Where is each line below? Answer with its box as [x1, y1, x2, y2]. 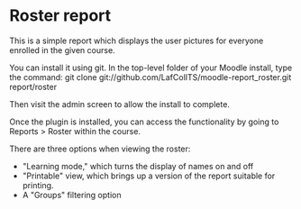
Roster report [9, 5, 112, 26]
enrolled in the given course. [9, 44, 115, 55]
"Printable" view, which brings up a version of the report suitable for [22, 170, 276, 181]
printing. [22, 179, 54, 190]
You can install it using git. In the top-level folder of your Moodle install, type [9, 62, 293, 73]
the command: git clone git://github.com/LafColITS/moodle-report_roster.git [9, 71, 292, 82]
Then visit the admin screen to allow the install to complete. [9, 98, 230, 109]
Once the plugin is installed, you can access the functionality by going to [9, 116, 279, 127]
